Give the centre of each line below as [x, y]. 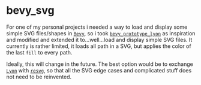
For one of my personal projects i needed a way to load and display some [97, 27]
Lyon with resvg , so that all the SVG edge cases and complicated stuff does [99, 70]
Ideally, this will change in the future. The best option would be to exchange [100, 64]
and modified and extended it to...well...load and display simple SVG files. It [99, 40]
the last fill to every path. [39, 52]
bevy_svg [31, 10]
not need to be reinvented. [39, 77]
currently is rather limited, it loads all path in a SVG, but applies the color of [99, 46]
